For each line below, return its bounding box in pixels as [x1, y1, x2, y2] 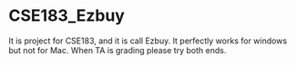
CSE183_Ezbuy [8, 5, 125, 26]
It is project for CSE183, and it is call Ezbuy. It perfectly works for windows [8, 35, 288, 46]
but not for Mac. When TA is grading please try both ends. [8, 44, 227, 55]
